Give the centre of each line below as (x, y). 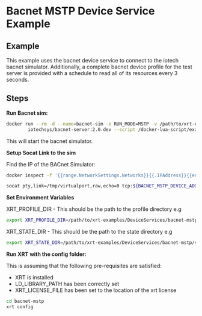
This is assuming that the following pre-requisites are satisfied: (84, 266)
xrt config (20, 307)
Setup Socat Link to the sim (41, 153)
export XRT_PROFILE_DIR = (37, 220)
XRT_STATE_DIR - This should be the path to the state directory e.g (89, 232)
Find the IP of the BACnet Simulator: (51, 164)
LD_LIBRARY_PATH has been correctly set (67, 284)
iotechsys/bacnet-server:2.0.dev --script (82, 129)
